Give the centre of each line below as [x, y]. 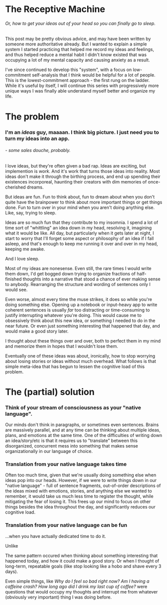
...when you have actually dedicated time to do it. [56, 536]
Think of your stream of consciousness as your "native [73, 407]
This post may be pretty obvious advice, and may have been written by [78, 39]
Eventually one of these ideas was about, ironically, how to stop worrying [80, 355]
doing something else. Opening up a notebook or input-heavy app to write [81, 304]
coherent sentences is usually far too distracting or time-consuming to [78, 310]
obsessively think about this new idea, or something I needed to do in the [80, 320]
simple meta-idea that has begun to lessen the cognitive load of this [75, 366]
